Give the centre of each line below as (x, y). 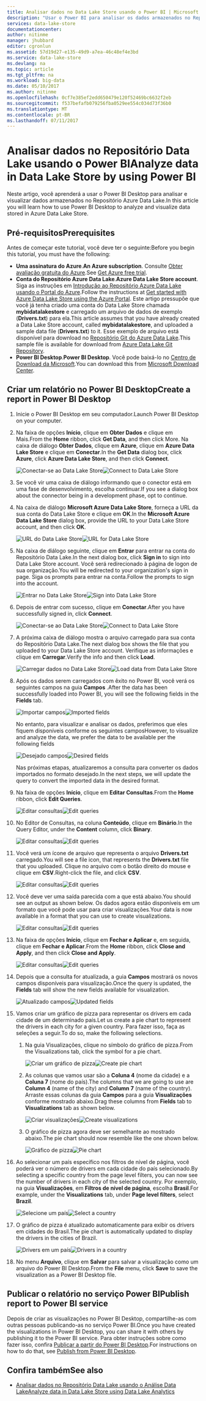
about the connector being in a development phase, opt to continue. (101, 495)
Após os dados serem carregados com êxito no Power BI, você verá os (105, 681)
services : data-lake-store (41, 23)
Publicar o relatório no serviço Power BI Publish (98, 1294)
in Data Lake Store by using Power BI (101, 177)
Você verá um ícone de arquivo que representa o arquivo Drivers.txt (102, 853)
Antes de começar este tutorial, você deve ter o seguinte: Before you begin (101, 247)
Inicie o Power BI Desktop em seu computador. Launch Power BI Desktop (107, 414)
